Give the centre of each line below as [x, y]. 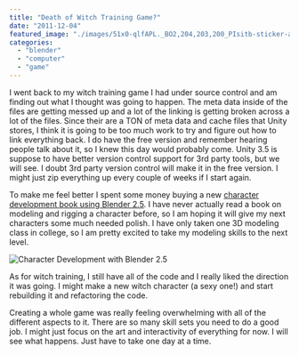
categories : [31, 42]
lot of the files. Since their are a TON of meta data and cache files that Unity [148, 120]
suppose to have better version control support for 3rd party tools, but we [145, 158]
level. [19, 242]
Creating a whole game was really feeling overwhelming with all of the [138, 312]
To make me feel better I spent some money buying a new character [134, 194]
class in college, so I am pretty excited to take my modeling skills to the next [149, 232]
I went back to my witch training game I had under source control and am [143, 92]
